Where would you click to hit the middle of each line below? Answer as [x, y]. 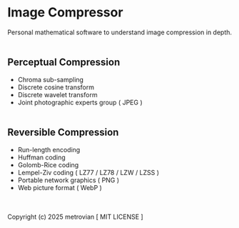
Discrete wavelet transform [57, 94]
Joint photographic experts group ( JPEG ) [80, 102]
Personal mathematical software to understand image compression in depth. [120, 32]
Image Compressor [65, 13]
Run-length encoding [49, 149]
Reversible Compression [63, 133]
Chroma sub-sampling [51, 79]
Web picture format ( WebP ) [60, 187]
